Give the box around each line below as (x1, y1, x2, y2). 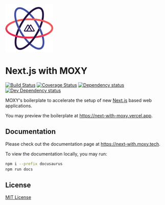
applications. (5, 102, 32, 109)
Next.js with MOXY (5, 65, 88, 77)
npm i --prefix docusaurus (5, 161, 63, 166)
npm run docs (5, 167, 33, 172)
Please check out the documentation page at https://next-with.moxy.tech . (5, 141, 161, 147)
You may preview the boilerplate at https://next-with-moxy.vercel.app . (5, 112, 153, 118)
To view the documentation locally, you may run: (5, 150, 107, 157)
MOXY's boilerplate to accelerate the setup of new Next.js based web (5, 97, 152, 103)
